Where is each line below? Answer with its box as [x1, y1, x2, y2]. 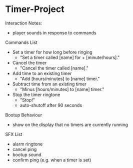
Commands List [5, 39, 37, 45]
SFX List [5, 131, 22, 137]
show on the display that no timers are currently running [12, 121, 128, 127]
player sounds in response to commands [12, 29, 96, 35]
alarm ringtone [12, 141, 43, 147]
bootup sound [12, 151, 41, 157]
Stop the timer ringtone [12, 91, 60, 97]
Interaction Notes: [5, 20, 42, 26]
